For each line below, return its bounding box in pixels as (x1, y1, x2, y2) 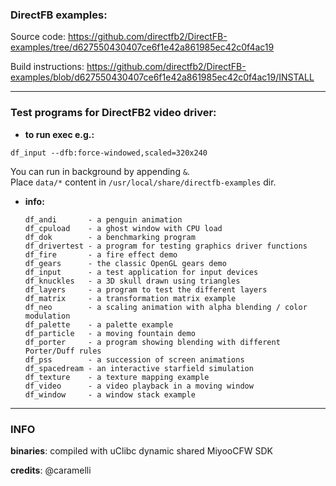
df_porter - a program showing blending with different (24, 337, 281, 347)
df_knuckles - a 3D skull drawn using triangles (24, 276, 241, 286)
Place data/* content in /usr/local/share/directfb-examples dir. (10, 176, 277, 188)
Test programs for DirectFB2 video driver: (10, 106, 217, 120)
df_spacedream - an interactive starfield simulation (24, 363, 254, 373)
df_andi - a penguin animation (24, 214, 183, 225)
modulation (24, 311, 71, 321)
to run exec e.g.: (24, 128, 95, 140)
